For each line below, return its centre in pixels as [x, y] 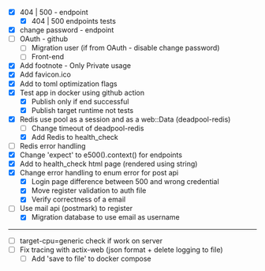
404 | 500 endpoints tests [74, 21]
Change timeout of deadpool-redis [88, 128]
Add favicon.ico [45, 74]
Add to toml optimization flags [68, 84]
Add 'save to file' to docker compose [91, 258]
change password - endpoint [67, 30]
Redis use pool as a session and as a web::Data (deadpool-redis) [125, 119]
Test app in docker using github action [82, 92]
